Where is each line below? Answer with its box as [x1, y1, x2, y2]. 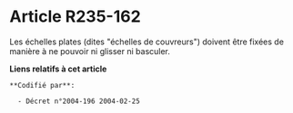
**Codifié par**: [9, 80, 76, 89]
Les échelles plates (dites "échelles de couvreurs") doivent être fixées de [9, 36, 285, 47]
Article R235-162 [9, 6, 141, 27]
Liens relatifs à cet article [9, 63, 107, 74]
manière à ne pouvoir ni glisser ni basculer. [9, 45, 171, 56]
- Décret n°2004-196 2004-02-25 [17, 97, 141, 106]
